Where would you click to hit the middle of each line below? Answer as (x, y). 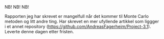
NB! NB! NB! (17, 7)
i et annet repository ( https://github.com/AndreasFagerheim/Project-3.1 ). (78, 26)
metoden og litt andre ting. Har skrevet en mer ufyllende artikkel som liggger (82, 21)
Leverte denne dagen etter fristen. (39, 32)
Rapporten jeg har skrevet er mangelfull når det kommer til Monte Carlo (77, 16)
